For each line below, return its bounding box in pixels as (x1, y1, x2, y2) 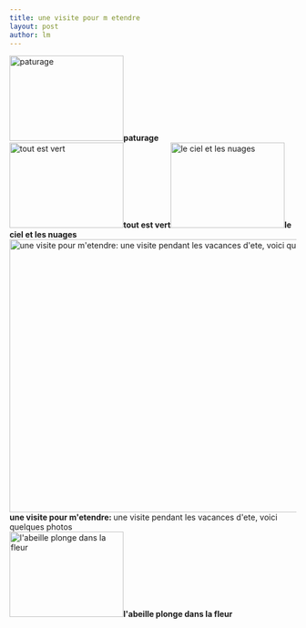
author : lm (9, 30, 51, 39)
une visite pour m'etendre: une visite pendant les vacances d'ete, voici (9, 512, 278, 523)
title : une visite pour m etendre (9, 13, 141, 23)
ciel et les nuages (9, 229, 77, 240)
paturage (123, 133, 159, 144)
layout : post (9, 22, 59, 31)
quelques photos (9, 522, 73, 532)
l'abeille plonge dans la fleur (123, 609, 233, 620)
